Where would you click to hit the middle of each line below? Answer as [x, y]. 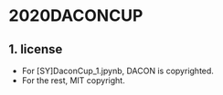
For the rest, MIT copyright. [73, 81]
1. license [36, 49]
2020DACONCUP [76, 16]
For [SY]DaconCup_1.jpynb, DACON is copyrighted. [117, 71]
